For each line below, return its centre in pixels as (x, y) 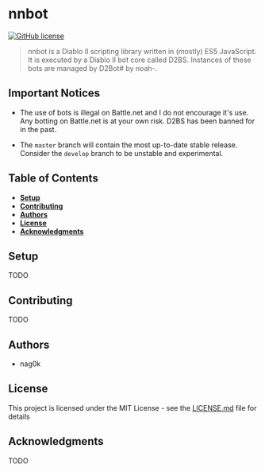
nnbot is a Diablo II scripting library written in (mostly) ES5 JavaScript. (142, 51)
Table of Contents (54, 179)
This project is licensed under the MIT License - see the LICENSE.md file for (132, 408)
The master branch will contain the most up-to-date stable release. (129, 145)
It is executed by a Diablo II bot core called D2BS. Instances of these (139, 60)
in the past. (38, 129)
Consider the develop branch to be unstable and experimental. (121, 153)
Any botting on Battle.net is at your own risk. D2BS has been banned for (137, 121)
